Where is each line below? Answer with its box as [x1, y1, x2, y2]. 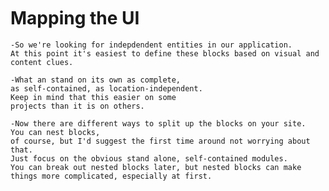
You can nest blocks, [10, 127, 101, 137]
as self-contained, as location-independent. [10, 83, 203, 94]
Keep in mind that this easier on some [10, 92, 177, 102]
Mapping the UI [10, 7, 140, 30]
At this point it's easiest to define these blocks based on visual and [10, 48, 320, 59]
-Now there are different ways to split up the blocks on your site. [10, 118, 307, 129]
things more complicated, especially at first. [10, 171, 213, 181]
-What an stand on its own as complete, [10, 75, 182, 85]
